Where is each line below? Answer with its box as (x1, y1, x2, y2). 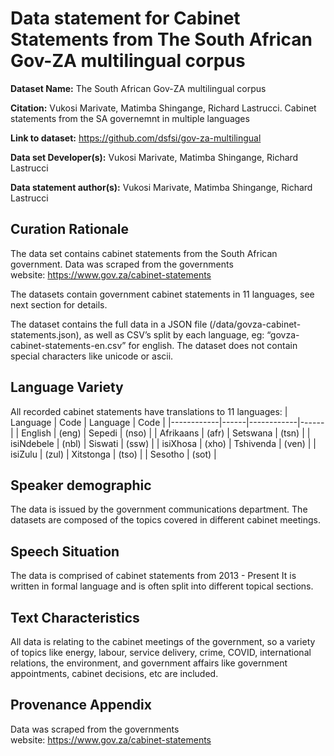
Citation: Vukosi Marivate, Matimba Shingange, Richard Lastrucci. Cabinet (10, 102, 317, 114)
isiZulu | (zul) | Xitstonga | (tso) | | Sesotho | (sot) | (10, 448, 217, 460)
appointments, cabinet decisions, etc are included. (10, 668, 219, 679)
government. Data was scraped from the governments (10, 258, 234, 270)
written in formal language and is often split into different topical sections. (10, 580, 314, 592)
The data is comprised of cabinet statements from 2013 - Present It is (10, 570, 297, 582)
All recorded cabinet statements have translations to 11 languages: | (10, 405, 288, 417)
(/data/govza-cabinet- (209, 318, 302, 330)
